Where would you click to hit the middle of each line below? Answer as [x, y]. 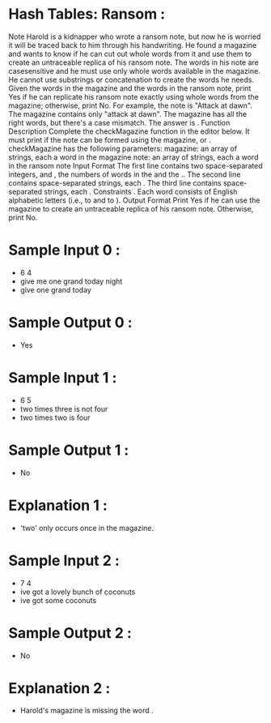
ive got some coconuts [58, 600]
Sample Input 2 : [64, 560]
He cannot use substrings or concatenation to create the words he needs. [131, 79]
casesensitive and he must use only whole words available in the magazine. [134, 71]
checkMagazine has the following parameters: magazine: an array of [123, 148]
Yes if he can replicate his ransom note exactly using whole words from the [133, 96]
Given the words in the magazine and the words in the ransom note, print [130, 88]
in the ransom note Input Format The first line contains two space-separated [135, 165]
